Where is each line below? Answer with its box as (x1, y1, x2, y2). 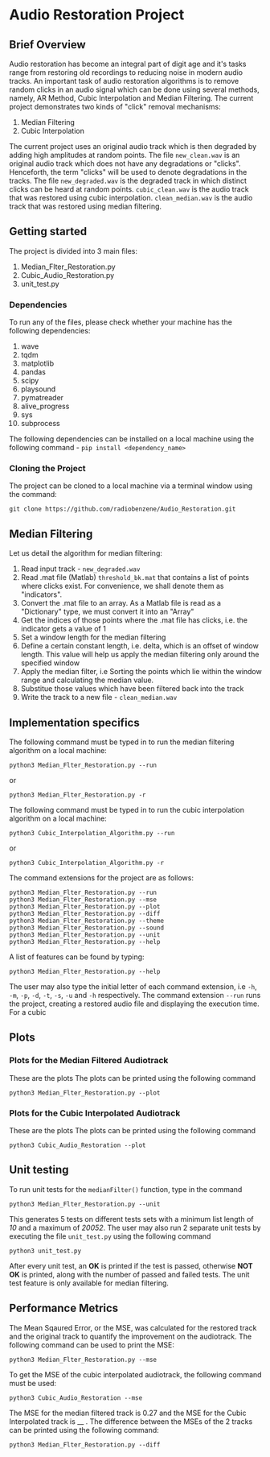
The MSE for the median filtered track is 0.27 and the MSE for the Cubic (9, 1408, 247, 1418)
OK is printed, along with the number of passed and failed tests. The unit (9, 1269, 250, 1279)
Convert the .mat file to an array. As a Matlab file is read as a (20, 598, 222, 608)
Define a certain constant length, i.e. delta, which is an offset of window (20, 641, 260, 651)
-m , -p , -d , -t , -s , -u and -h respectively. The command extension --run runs (9, 991, 261, 1000)
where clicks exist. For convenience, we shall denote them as (20, 582, 224, 591)
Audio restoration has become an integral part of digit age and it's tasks (9, 59, 247, 68)
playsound (20, 384, 56, 394)
